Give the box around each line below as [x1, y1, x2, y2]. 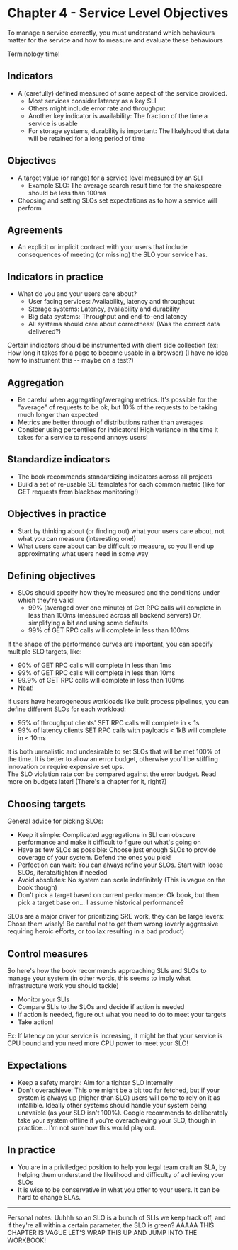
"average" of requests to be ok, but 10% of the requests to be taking [17, 403, 217, 411]
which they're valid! [17, 596, 76, 605]
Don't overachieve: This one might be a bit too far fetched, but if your [17, 1086, 220, 1094]
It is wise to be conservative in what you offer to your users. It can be [17, 1185, 220, 1194]
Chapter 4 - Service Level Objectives [7, 5, 229, 21]
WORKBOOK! [7, 1236, 46, 1244]
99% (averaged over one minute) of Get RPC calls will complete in [28, 603, 222, 612]
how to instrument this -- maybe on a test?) [7, 356, 135, 365]
